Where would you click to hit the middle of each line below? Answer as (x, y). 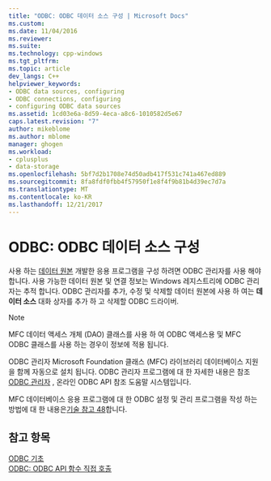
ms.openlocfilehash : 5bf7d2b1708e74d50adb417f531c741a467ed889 (117, 174)
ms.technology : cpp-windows (56, 54)
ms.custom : (27, 24)
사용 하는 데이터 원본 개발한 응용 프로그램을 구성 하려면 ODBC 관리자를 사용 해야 (135, 271)
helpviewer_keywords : (45, 84)
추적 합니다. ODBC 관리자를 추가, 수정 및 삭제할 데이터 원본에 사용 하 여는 (139, 291)
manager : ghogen (36, 144)
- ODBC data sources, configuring (67, 91)
